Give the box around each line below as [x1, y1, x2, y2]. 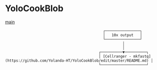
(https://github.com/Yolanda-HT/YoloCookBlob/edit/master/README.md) [5, 58, 149, 63]
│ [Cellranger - [98, 54, 132, 59]
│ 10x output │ [103, 33, 142, 37]
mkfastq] [133, 54, 151, 59]
